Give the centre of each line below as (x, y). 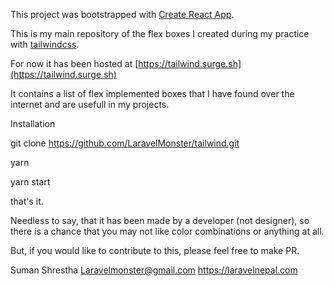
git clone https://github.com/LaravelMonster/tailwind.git (125, 143)
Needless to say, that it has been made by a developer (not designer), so (160, 220)
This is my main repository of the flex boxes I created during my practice (160, 33)
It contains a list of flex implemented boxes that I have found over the (152, 93)
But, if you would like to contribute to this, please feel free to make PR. (155, 250)
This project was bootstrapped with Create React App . (122, 14)
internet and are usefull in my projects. (90, 104)
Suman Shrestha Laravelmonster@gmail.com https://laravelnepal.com (154, 270)
